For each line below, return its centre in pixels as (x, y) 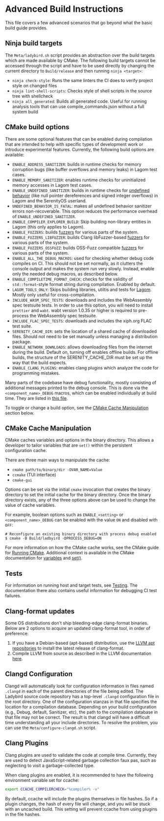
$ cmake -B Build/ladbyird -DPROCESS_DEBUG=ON (53, 538)
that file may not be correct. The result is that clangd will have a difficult (78, 717)
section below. (20, 413)
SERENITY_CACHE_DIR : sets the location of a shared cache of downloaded (84, 331)
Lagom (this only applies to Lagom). (48, 226)
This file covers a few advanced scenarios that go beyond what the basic (79, 23)
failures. (13, 596)
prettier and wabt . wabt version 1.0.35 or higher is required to (75, 310)
